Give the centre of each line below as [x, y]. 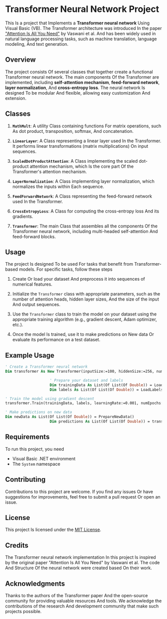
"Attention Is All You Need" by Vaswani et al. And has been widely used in [81, 33]
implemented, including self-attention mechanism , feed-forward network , [83, 82]
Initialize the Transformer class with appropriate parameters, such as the [86, 294]
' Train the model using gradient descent [50, 399]
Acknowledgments [35, 583]
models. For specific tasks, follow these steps [66, 269]
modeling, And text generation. [37, 44]
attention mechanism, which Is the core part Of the [82, 166]
